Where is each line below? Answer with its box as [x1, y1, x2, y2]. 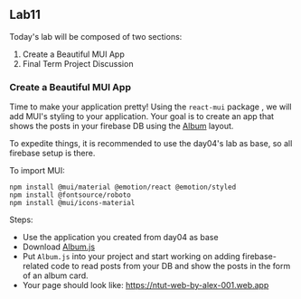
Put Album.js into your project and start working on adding [22, 251, 241, 262]
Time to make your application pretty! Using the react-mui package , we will [9, 101, 292, 112]
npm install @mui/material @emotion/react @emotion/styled [9, 182, 237, 192]
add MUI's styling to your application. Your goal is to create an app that [9, 111, 274, 122]
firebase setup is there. [9, 148, 96, 159]
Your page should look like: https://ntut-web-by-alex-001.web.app [22, 280, 269, 291]
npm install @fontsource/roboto [9, 191, 131, 200]
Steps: [9, 214, 33, 225]
